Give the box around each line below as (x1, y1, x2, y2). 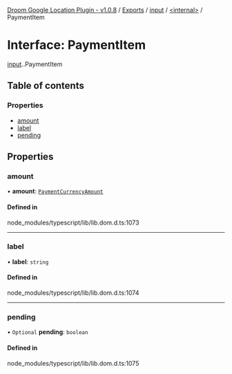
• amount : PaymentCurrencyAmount (7, 187, 104, 196)
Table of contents (7, 80, 84, 92)
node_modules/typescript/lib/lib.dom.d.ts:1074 (7, 289, 139, 297)
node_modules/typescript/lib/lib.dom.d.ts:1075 (7, 359, 139, 367)
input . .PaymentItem (7, 60, 63, 68)
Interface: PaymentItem (7, 37, 146, 53)
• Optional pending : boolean (7, 328, 88, 336)
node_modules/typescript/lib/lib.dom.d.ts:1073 (7, 218, 139, 227)
